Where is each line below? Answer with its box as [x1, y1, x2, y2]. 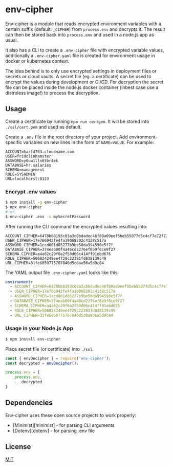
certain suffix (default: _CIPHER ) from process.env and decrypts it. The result [5, 26, 165, 32]
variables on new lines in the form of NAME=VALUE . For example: [23, 139, 155, 145]
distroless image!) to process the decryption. [5, 89, 100, 96]
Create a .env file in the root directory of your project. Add [5, 134, 128, 140]
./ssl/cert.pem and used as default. [5, 123, 82, 130]
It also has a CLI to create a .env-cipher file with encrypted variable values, [5, 47, 165, 53]
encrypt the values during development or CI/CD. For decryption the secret [5, 79, 164, 85]
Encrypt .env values [5, 188, 56, 195]
